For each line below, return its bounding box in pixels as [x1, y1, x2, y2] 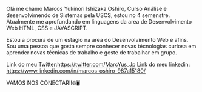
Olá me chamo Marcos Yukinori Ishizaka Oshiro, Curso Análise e [6, 5, 167, 12]
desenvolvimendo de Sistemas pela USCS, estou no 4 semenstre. [6, 11, 170, 19]
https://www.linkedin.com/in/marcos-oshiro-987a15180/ [6, 67, 146, 74]
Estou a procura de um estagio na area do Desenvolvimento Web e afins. [6, 36, 189, 43]
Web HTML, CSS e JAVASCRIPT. [6, 24, 88, 31]
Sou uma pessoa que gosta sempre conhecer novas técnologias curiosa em [6, 42, 197, 50]
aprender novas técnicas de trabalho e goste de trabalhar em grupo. [6, 49, 177, 56]
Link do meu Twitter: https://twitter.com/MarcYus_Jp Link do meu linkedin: [6, 61, 190, 68]
